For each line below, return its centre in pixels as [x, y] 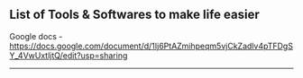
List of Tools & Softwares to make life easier [134, 15]
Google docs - [36, 36]
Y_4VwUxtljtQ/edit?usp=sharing [69, 55]
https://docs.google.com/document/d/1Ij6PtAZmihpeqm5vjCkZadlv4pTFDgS [151, 46]
